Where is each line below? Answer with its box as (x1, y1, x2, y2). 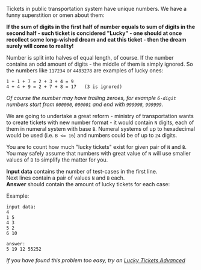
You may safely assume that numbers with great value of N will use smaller (6, 150, 191, 157)
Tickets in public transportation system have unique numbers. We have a (6, 5, 187, 12)
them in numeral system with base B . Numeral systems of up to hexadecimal (6, 125, 196, 132)
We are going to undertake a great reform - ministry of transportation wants (6, 113, 194, 119)
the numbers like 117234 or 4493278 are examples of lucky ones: (6, 67, 164, 74)
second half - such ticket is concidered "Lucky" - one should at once (6, 30, 182, 37)
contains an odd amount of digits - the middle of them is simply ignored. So (6, 60, 194, 67)
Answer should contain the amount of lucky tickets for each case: (6, 181, 170, 187)
